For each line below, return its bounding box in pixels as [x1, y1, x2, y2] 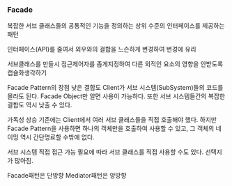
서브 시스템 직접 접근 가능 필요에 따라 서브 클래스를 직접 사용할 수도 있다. [7, 148, 204, 156]
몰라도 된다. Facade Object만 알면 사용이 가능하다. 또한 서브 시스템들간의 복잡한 [7, 92, 226, 100]
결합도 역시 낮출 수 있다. [7, 101, 72, 109]
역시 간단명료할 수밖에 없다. [20, 133, 95, 141]
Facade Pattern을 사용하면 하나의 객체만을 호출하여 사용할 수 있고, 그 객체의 [7, 124, 215, 133]
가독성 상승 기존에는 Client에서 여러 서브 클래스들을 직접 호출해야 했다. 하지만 [7, 116, 217, 124]
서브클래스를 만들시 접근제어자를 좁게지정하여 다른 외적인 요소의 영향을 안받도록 [7, 60, 224, 68]
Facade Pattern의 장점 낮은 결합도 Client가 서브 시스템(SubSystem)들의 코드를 [7, 84, 224, 92]
